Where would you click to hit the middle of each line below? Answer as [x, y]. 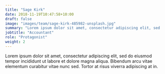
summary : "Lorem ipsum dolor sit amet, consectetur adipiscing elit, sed [83, 28]
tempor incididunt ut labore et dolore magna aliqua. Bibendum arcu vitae [79, 61]
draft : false [19, 19]
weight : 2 [15, 42]
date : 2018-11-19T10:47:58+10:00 [40, 14]
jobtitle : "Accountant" [30, 33]
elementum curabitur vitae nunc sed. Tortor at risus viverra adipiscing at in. [82, 66]
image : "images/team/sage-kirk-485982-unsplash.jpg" [61, 23]
